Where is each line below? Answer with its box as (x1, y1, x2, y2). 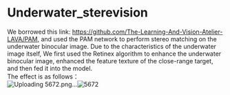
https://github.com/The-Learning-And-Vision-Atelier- (72, 28, 223, 36)
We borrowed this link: (7, 28, 71, 36)
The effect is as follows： (7, 72, 79, 81)
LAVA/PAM (7, 34, 38, 43)
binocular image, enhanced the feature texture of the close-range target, (7, 56, 213, 65)
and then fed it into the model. (7, 64, 93, 72)
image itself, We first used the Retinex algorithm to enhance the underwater (7, 50, 222, 58)
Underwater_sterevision (7, 5, 148, 21)
